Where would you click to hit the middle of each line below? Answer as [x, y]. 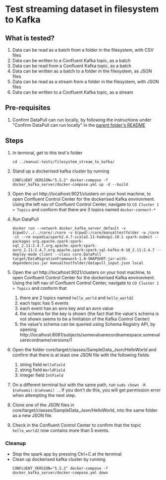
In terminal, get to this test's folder [47, 153]
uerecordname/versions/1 [46, 340]
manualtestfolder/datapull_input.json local [97, 263]
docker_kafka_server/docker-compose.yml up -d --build [70, 184]
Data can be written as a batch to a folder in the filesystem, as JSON [82, 71]
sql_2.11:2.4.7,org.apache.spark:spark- [55, 245]
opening [28, 329]
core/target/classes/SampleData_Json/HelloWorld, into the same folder [85, 410]
